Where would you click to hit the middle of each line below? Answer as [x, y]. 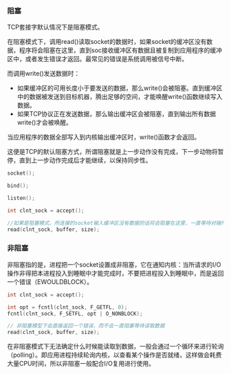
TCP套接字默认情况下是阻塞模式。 [55, 27]
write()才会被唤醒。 [44, 122]
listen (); [21, 198]
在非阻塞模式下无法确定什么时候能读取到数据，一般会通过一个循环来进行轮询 [115, 346]
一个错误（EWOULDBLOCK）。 [50, 282]
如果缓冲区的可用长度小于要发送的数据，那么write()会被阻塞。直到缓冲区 [120, 88]
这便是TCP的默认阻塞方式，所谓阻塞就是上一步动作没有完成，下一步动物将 [112, 152]
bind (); [18, 186]
